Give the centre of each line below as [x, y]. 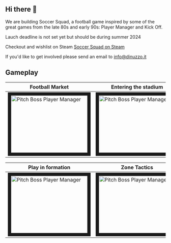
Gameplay [22, 72]
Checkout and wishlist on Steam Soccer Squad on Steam [65, 47]
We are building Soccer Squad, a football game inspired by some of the [80, 21]
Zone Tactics [137, 167]
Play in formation [49, 167]
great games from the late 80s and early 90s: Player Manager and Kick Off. [84, 27]
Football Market [49, 87]
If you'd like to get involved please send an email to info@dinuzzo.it [76, 56]
